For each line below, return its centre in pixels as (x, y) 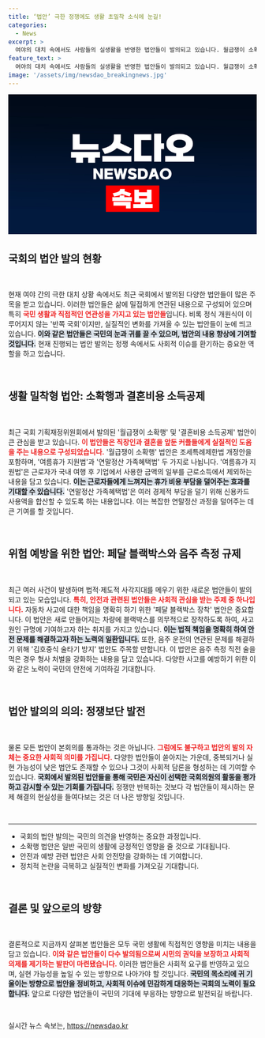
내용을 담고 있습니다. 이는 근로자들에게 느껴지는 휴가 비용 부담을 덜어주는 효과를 (129, 481)
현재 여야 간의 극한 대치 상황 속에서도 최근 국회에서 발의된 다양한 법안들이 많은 (128, 294)
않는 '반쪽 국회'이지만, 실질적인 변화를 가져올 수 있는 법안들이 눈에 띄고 (144, 324)
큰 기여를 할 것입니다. (41, 511)
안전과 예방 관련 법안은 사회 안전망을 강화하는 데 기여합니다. (111, 856)
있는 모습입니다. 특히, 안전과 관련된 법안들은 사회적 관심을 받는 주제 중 (129, 599)
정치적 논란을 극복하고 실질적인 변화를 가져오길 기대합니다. (109, 866)
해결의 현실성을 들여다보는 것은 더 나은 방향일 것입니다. (101, 796)
